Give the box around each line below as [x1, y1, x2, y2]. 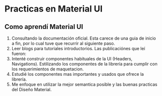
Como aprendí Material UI [4, 23, 83, 31]
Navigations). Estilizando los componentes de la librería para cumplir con [11, 61, 158, 67]
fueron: [11, 51, 27, 56]
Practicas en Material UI [4, 3, 103, 14]
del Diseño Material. [11, 87, 52, 92]
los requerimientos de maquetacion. [11, 66, 84, 72]
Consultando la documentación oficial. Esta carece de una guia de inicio [11, 35, 156, 41]
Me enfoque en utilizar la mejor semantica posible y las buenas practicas [11, 82, 158, 87]
